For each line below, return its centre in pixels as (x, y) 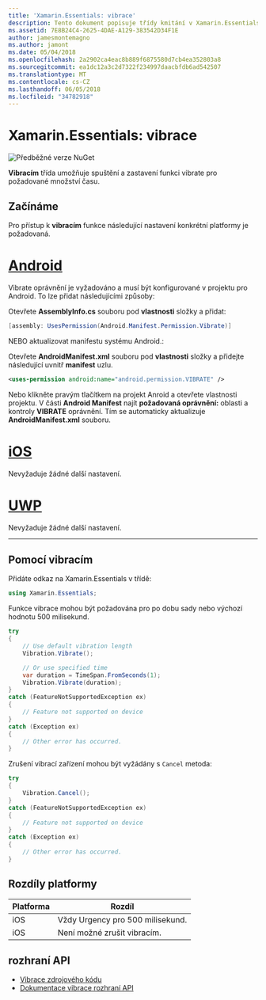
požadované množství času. (54, 181)
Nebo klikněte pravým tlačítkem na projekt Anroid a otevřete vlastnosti (123, 394)
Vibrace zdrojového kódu (61, 979)
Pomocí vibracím (51, 559)
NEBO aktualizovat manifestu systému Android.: (86, 340)
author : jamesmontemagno (49, 38)
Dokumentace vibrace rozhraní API (76, 988)
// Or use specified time (65, 667)
